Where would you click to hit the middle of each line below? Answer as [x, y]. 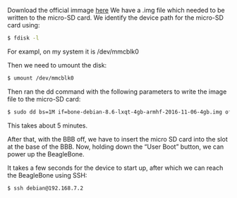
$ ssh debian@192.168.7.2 [45, 188]
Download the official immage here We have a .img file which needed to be [116, 10]
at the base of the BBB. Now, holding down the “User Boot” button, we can [116, 147]
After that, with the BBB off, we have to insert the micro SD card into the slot [117, 139]
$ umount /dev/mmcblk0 [41, 78]
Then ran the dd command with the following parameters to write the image [117, 92]
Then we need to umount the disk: [57, 65]
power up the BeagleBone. [46, 154]
